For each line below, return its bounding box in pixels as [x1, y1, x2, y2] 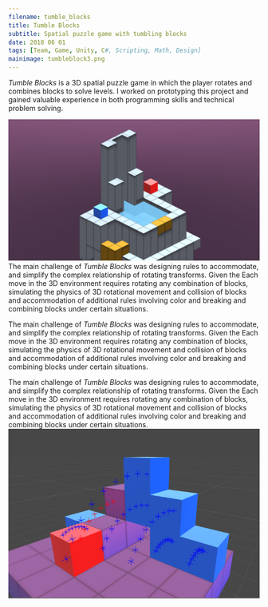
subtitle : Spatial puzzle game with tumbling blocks [8, 30, 187, 38]
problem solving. [8, 104, 64, 113]
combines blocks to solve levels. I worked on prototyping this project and [8, 86, 249, 96]
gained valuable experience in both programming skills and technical [8, 95, 235, 104]
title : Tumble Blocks [8, 21, 81, 30]
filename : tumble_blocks [8, 13, 91, 21]
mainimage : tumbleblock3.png [8, 55, 105, 63]
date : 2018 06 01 [8, 38, 66, 46]
